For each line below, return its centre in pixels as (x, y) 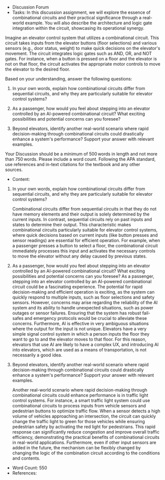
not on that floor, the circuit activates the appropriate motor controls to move (83, 64)
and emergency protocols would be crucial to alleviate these (86, 318)
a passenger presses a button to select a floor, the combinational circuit (85, 246)
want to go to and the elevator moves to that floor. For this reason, (79, 339)
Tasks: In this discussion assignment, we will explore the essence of (82, 12)
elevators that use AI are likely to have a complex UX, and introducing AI (85, 345)
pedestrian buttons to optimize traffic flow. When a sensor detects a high (86, 411)
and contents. (26, 458)
